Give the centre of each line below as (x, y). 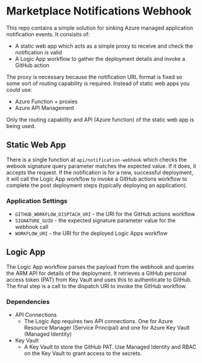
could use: (19, 89)
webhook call (32, 227)
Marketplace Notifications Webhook (99, 11)
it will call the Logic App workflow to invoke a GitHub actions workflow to (97, 179)
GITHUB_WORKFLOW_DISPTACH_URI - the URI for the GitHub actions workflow (105, 214)
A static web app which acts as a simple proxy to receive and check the (104, 46)
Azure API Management (44, 108)
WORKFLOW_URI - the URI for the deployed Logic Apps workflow (91, 233)
